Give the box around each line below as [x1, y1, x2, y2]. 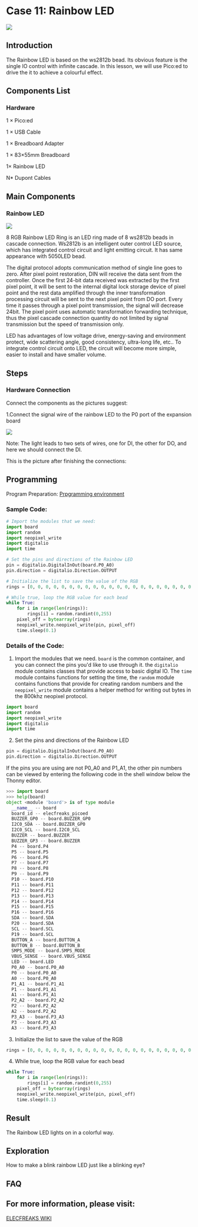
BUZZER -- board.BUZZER [11, 832, 70, 838]
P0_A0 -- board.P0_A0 [11, 964, 65, 971]
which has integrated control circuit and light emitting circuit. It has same [6, 247, 183, 254]
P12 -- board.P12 [11, 887, 54, 893]
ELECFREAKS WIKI [6, 1215, 52, 1222]
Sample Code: [6, 505, 48, 513]
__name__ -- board [11, 805, 57, 811]
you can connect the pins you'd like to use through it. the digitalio [14, 661, 179, 668]
